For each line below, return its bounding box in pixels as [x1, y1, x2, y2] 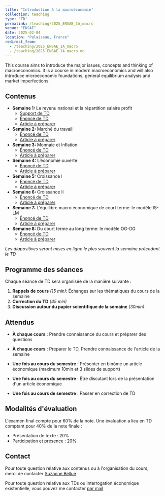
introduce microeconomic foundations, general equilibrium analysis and [5, 73, 151, 78]
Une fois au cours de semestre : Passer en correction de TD [12, 390, 135, 396]
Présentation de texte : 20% [12, 432, 69, 438]
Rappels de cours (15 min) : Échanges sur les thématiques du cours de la [12, 288, 160, 294]
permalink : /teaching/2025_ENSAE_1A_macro [5, 21, 94, 26]
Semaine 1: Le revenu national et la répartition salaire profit [12, 105, 132, 111]
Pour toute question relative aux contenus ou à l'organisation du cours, [5, 465, 149, 471]
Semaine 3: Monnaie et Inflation [12, 142, 78, 148]
